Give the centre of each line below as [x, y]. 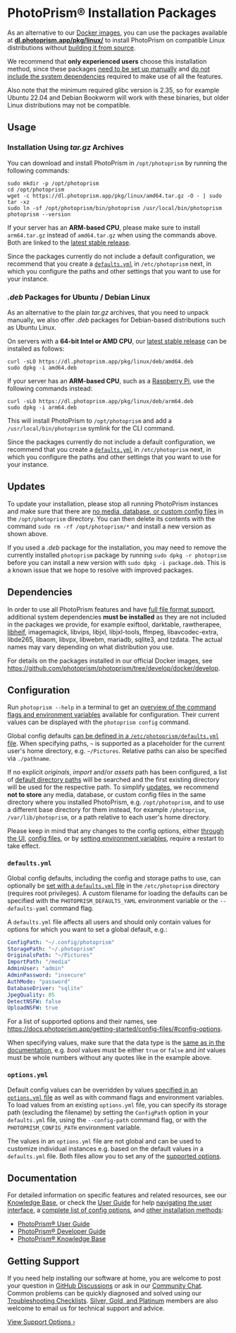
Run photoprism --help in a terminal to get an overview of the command [112, 707]
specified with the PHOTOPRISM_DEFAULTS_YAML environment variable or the [113, 900]
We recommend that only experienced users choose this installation [107, 61]
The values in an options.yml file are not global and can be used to [104, 1141]
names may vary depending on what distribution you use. [91, 647]
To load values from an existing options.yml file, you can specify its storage [117, 1105]
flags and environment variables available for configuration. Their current [113, 715]
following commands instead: [50, 388]
